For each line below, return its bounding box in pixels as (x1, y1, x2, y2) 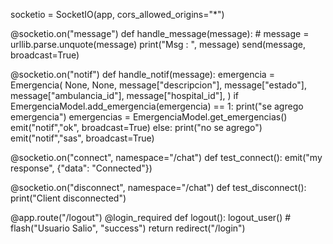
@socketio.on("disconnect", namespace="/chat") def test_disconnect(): (10, 182, 307, 193)
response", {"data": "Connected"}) (10, 162, 153, 174)
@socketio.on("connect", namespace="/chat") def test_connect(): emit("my (10, 152, 323, 163)
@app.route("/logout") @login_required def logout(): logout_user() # (10, 212, 292, 223)
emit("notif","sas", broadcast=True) (10, 132, 155, 144)
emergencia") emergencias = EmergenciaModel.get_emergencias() (10, 111, 288, 123)
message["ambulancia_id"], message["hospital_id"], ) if (10, 90, 240, 101)
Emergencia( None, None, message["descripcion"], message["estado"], (10, 79, 307, 91)
